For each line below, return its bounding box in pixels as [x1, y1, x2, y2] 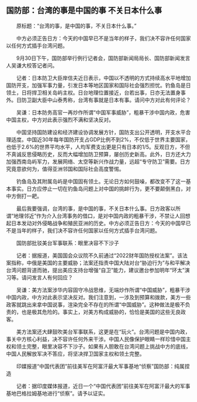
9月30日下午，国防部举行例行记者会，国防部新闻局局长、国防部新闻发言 [16, 55, 191, 62]
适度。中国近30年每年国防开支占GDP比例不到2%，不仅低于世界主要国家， [11, 136, 191, 143]
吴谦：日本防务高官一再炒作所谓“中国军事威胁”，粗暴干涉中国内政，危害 [16, 109, 191, 116]
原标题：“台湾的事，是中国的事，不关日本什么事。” [16, 22, 137, 29]
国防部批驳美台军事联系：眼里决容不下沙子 [16, 239, 119, 246]
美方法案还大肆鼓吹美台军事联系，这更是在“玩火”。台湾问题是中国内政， [16, 328, 191, 335]
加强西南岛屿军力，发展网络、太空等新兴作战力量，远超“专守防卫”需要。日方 [6, 158, 191, 165]
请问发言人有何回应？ [21, 273, 73, 281]
